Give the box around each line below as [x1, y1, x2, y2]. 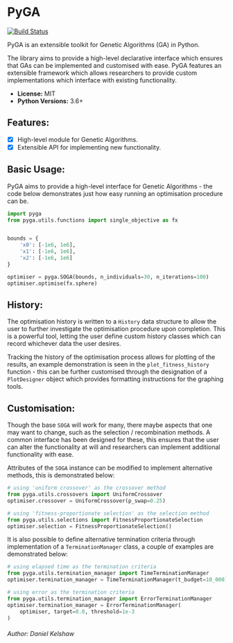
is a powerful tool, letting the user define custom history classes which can [7, 332, 222, 340]
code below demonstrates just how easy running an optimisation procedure [7, 189, 223, 197]
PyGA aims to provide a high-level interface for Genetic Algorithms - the [7, 182, 213, 191]
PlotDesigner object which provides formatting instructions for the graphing [7, 375, 224, 383]
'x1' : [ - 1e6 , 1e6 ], [19, 248, 76, 255]
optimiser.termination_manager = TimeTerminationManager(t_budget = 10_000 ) [7, 576, 228, 583]
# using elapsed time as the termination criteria [7, 563, 157, 570]
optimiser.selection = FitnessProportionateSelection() [7, 522, 172, 530]
